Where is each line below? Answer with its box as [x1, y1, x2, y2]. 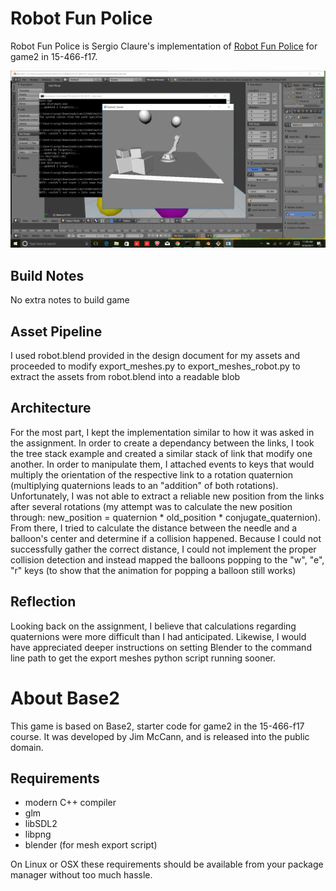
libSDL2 [24, 818, 58, 830]
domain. [10, 741, 44, 753]
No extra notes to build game [10, 294, 130, 306]
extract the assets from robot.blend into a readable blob [10, 371, 241, 383]
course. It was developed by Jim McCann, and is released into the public [10, 730, 310, 742]
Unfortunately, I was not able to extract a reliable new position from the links [10, 490, 325, 502]
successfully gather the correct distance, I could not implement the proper [10, 543, 317, 555]
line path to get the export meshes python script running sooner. [10, 652, 276, 664]
